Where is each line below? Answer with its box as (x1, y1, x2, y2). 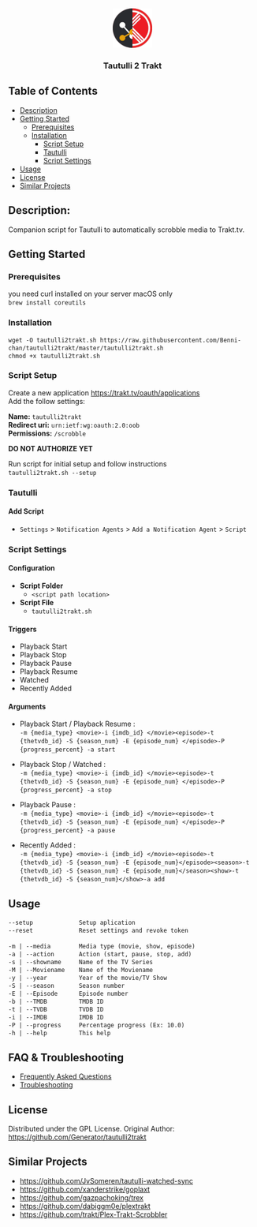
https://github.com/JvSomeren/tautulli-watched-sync (19, 1176, 194, 1185)
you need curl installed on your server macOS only (8, 289, 173, 299)
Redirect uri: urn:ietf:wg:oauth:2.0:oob (8, 420, 140, 429)
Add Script (8, 507, 45, 516)
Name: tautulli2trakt (8, 411, 82, 421)
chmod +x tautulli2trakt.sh (8, 352, 101, 360)
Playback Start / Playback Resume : (19, 719, 136, 729)
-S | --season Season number (8, 982, 125, 990)
